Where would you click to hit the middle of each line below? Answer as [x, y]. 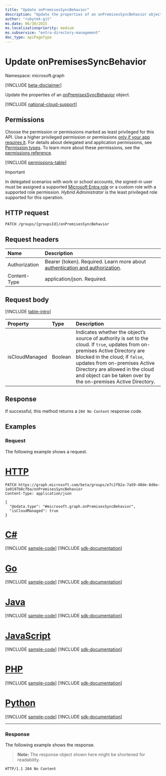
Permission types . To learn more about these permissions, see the [72, 147]
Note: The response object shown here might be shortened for [81, 755]
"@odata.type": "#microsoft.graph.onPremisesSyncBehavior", [73, 506]
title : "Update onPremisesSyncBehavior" [47, 10]
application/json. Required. [76, 279]
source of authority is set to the [112, 339]
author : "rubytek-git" [28, 19]
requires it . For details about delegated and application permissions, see [79, 142]
